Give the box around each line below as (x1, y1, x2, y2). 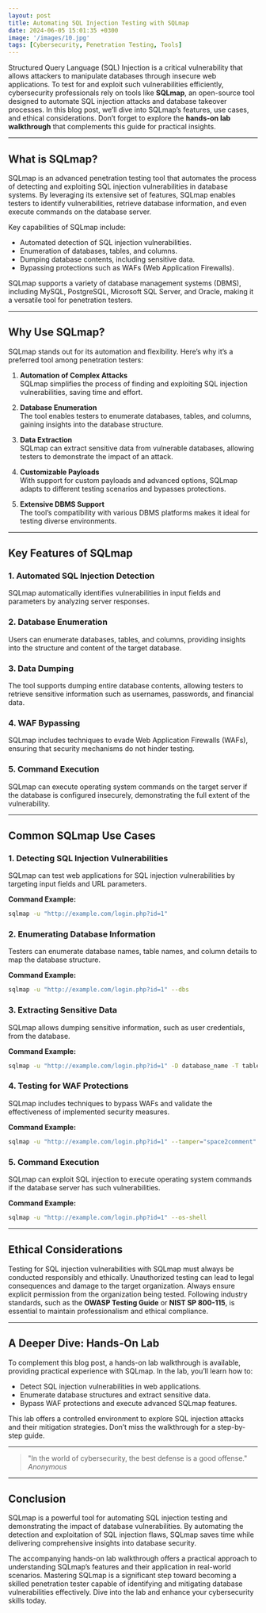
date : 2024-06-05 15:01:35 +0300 (8, 26, 119, 34)
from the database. (8, 1031, 70, 1040)
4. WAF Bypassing (8, 717, 81, 728)
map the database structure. (8, 955, 101, 964)
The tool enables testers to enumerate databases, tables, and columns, (19, 411, 252, 420)
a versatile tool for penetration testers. (8, 295, 133, 305)
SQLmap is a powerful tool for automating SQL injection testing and (8, 1513, 228, 1523)
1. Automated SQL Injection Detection (8, 570, 155, 581)
